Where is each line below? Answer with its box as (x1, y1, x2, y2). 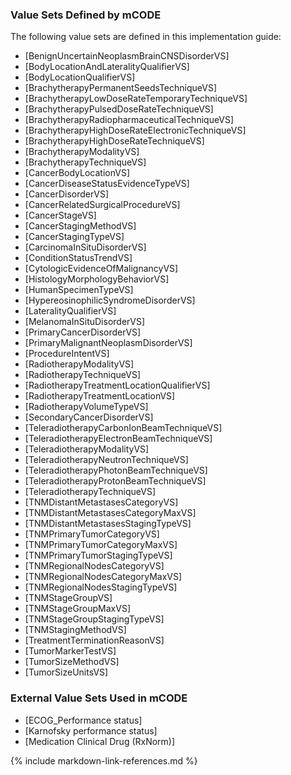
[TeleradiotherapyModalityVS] (24, 443, 150, 455)
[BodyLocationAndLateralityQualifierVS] (24, 61, 190, 73)
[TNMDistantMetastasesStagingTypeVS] (24, 518, 192, 530)
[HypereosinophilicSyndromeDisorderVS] (24, 294, 196, 307)
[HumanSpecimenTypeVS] (24, 284, 134, 296)
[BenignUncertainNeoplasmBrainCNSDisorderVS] (24, 50, 230, 62)
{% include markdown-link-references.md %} (10, 754, 198, 767)
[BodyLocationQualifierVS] (24, 71, 136, 83)
